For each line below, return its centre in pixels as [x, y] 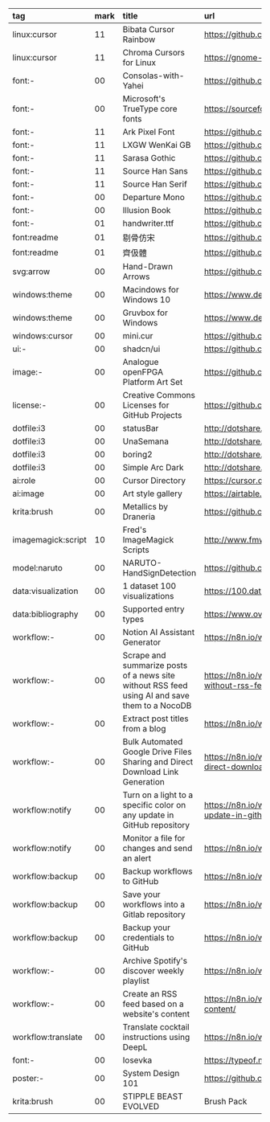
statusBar [141, 428]
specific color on [154, 805]
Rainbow [139, 39]
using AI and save [156, 696]
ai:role [24, 480]
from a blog [144, 729]
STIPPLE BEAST [153, 1096]
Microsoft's [144, 98]
